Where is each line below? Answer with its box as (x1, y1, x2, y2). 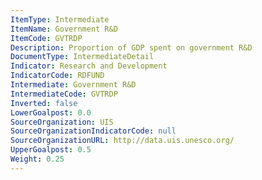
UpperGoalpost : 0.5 (10, 145, 92, 155)
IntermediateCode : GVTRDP (10, 89, 118, 99)
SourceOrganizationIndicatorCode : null (10, 126, 177, 136)
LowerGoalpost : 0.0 (10, 107, 92, 118)
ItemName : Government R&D (10, 24, 118, 34)
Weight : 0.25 (10, 154, 65, 164)
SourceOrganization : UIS (10, 117, 114, 127)
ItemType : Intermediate (10, 14, 110, 25)
